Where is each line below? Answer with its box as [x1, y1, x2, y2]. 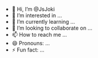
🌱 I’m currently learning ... [11, 18, 75, 25]
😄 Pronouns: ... [11, 40, 50, 47]
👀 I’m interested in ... [11, 12, 62, 19]
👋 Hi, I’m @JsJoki [11, 6, 55, 12]
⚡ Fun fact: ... [11, 46, 45, 53]
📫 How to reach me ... [11, 31, 67, 38]
